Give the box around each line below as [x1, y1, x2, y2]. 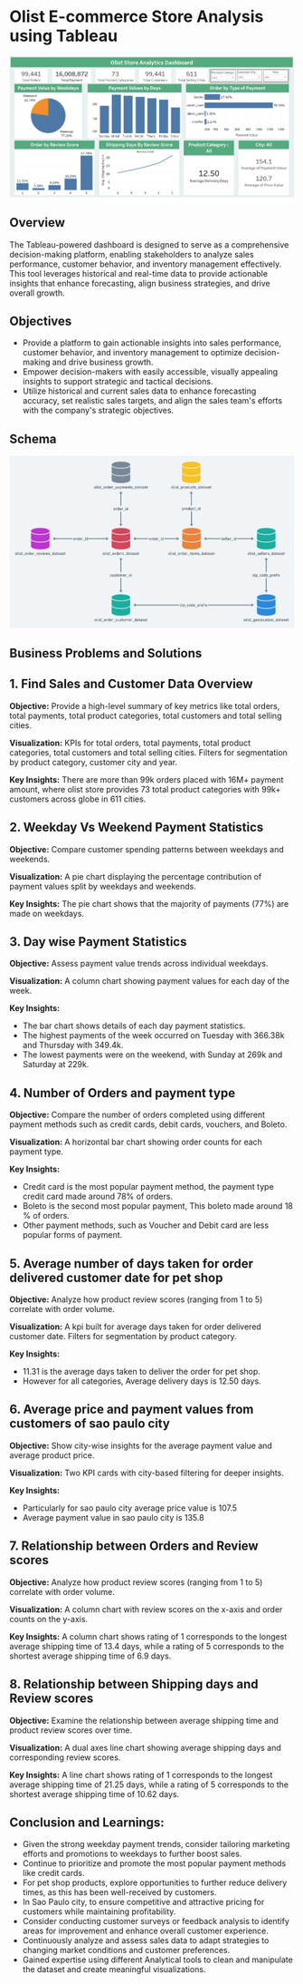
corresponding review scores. [9, 1752, 121, 1763]
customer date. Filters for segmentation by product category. [9, 1331, 237, 1342]
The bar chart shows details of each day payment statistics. [22, 1020, 246, 1031]
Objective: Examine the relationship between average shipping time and [9, 1715, 279, 1726]
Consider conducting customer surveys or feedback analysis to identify [22, 1916, 289, 1927]
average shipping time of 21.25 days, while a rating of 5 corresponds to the [9, 1779, 289, 1790]
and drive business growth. [52, 356, 154, 368]
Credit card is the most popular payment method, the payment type [22, 1182, 274, 1192]
